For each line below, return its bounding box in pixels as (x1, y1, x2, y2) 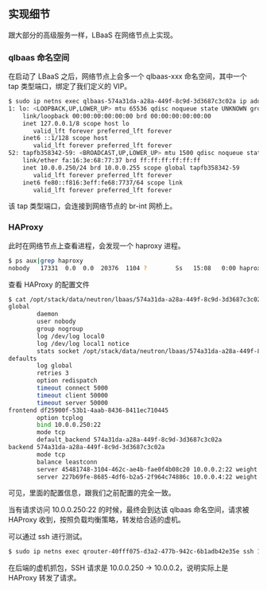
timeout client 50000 (37, 391, 109, 399)
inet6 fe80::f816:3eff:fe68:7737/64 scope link (22, 178, 183, 187)
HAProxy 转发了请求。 (8, 573, 81, 583)
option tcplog (37, 413, 83, 421)
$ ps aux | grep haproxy (8, 257, 83, 265)
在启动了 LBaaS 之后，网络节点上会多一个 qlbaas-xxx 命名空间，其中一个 (8, 72, 248, 81)
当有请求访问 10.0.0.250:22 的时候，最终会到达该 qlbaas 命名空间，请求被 (8, 505, 250, 514)
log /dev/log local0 (37, 332, 105, 340)
